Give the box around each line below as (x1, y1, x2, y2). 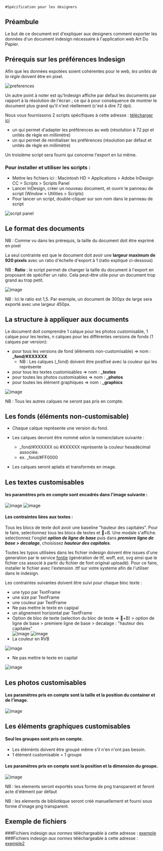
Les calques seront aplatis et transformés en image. (12, 464, 116, 470)
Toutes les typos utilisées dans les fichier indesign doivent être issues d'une (5, 549, 158, 556)
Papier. (5, 41, 19, 47)
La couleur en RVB (12, 636, 50, 642)
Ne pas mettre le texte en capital (12, 655, 78, 661)
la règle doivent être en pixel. (5, 73, 64, 79)
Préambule (5, 18, 39, 26)
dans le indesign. (5, 570, 39, 576)
